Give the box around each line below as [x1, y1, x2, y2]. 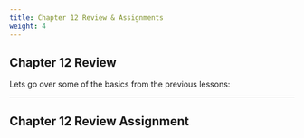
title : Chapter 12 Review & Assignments [9, 13, 165, 23]
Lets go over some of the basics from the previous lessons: [9, 78, 231, 90]
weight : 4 [9, 22, 47, 31]
